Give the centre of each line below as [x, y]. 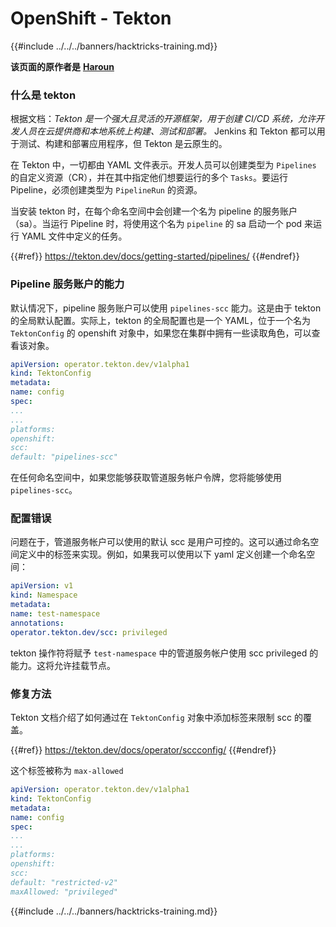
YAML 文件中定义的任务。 [74, 236]
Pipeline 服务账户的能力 [67, 284]
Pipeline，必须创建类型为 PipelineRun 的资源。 [106, 190]
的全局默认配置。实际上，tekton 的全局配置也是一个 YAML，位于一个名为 [160, 320]
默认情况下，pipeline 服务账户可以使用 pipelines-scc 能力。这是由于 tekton [166, 308]
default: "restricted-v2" [64, 882]
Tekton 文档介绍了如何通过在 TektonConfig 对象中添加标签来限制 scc [151, 717]
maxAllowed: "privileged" [64, 892]
